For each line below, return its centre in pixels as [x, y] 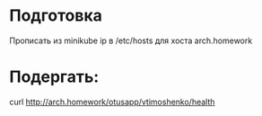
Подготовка [56, 16]
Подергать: [54, 77]
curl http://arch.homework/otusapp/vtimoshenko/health [112, 102]
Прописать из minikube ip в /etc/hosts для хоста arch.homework [131, 40]
